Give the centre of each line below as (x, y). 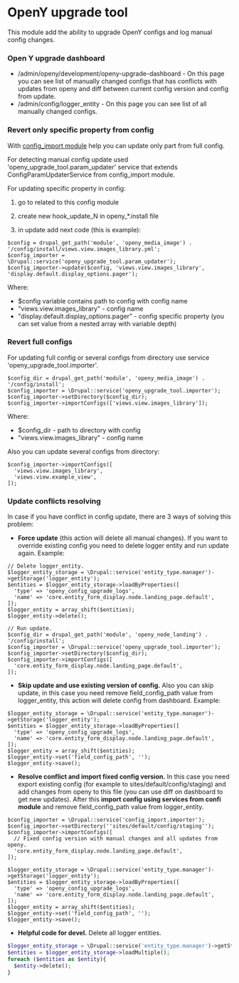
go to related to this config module (68, 202)
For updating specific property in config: (67, 188)
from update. (37, 96)
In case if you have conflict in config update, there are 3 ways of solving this (119, 516)
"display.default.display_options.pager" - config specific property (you (121, 316)
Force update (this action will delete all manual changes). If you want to (122, 538)
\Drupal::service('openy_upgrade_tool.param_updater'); (92, 261)
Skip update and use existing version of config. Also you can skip (116, 685)
